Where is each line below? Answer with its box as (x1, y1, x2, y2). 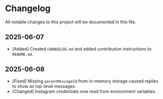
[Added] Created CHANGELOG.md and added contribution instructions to (12, 46, 152, 51)
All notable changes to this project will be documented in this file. (5, 19, 137, 25)
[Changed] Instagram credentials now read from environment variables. (12, 88, 157, 94)
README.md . (12, 51, 34, 57)
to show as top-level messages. (12, 83, 77, 89)
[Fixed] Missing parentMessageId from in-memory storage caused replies (12, 78, 159, 84)
